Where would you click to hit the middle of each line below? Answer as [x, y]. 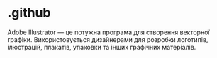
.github [29, 13]
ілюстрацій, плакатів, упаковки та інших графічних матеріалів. [102, 47]
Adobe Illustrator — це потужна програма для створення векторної [108, 32]
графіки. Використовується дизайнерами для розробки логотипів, [108, 39]
